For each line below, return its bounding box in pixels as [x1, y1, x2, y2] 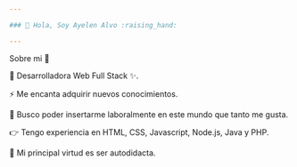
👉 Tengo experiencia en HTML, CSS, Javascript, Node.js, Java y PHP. [9, 126, 269, 138]
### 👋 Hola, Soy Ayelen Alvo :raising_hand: [9, 20, 177, 29]
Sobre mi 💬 [9, 52, 50, 63]
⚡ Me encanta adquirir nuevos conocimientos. [9, 88, 178, 99]
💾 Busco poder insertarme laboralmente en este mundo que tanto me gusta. [9, 108, 289, 120]
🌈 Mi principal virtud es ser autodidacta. [9, 147, 156, 158]
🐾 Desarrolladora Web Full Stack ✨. [9, 70, 139, 81]
